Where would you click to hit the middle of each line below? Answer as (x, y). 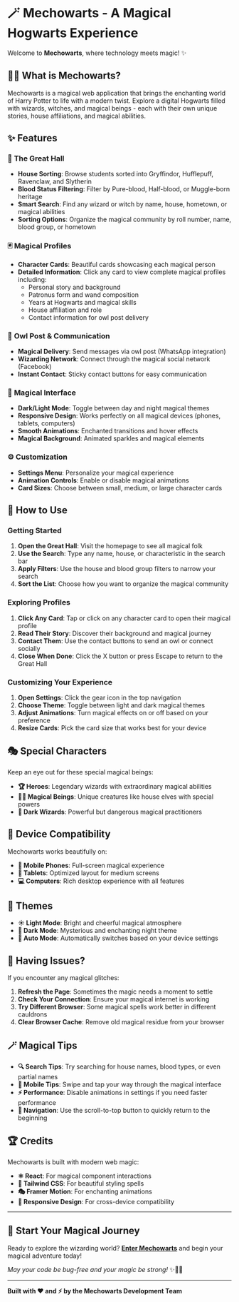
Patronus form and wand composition (83, 294)
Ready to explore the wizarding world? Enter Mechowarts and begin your (115, 1248)
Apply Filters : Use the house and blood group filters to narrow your (117, 569)
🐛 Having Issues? (46, 960)
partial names (38, 1076)
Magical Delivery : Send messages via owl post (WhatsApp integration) (122, 352)
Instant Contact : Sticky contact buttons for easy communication (112, 374)
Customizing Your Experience (60, 682)
